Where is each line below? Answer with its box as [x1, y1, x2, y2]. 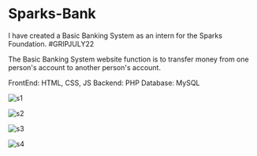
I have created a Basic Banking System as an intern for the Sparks [8, 31, 223, 40]
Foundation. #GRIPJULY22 [8, 39, 95, 48]
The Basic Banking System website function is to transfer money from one [8, 54, 250, 64]
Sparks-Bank [8, 5, 96, 23]
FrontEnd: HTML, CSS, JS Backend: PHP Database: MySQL [8, 78, 200, 87]
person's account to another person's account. [8, 62, 162, 72]
